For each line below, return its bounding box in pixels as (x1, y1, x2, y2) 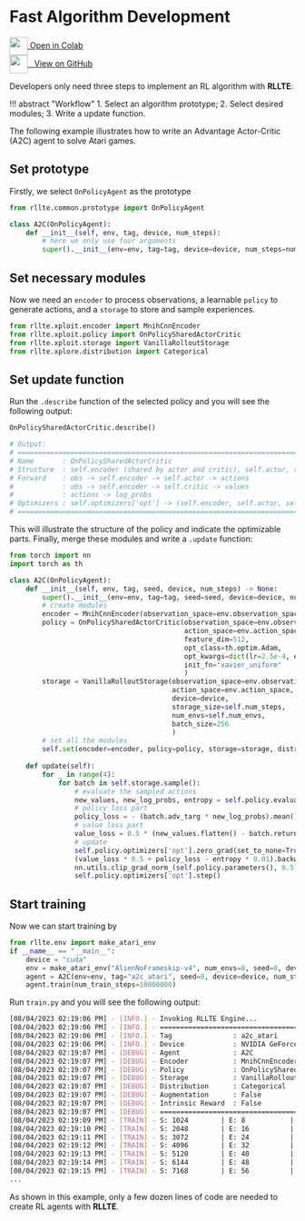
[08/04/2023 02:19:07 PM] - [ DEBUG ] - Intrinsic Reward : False (9, 1099, 261, 1108)
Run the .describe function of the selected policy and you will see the (9, 396, 271, 407)
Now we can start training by (9, 920, 118, 932)
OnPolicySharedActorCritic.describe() (9, 423, 156, 432)
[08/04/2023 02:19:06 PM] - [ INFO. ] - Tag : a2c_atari (9, 1031, 279, 1041)
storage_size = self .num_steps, (172, 702, 286, 711)
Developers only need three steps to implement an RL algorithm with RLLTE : (9, 80, 294, 92)
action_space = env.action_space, (172, 686, 295, 695)
